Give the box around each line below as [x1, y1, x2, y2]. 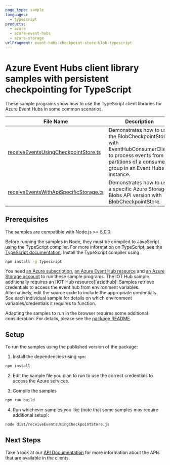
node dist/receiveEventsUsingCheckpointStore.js [5, 421, 110, 427]
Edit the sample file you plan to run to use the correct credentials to [12, 373, 153, 379]
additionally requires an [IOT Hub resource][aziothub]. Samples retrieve [5, 279, 154, 285]
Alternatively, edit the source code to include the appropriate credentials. [5, 290, 158, 296]
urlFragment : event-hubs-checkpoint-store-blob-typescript [5, 41, 133, 46]
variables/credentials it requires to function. [5, 300, 96, 306]
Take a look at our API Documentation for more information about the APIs [5, 449, 160, 455]
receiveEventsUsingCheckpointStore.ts [8, 148, 101, 156]
